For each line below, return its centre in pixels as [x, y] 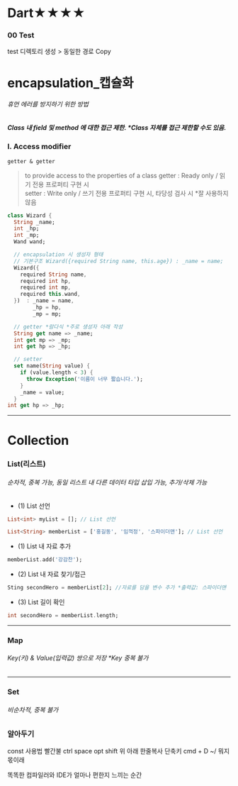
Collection [38, 441]
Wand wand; [30, 242]
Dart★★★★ [46, 13]
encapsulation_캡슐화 [70, 83]
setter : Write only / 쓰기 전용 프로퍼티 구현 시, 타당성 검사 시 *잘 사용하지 [126, 193]
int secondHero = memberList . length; [63, 616]
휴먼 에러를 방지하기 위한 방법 [48, 104]
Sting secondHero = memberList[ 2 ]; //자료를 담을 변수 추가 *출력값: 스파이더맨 [117, 588]
